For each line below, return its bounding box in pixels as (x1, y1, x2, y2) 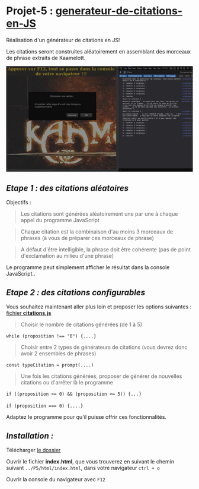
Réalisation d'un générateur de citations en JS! (6, 36, 120, 43)
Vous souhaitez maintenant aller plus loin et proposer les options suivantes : (6, 303, 192, 310)
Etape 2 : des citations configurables (6, 287, 146, 298)
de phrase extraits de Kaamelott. (6, 54, 86, 61)
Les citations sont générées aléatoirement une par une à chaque (20, 210, 178, 217)
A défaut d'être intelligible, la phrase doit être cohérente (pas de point (20, 246, 191, 253)
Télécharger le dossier (6, 446, 61, 453)
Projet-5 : (6, 4, 53, 18)
